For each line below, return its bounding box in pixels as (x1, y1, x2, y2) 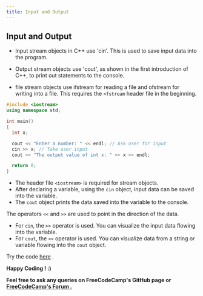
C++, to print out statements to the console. (15, 72, 125, 79)
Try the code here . (6, 253, 55, 260)
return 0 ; (12, 163, 36, 169)
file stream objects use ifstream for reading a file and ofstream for (15, 84, 180, 91)
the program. (15, 54, 48, 61)
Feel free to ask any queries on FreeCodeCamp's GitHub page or (6, 277, 171, 284)
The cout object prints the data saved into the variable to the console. (15, 199, 189, 206)
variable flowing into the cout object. (15, 242, 107, 249)
